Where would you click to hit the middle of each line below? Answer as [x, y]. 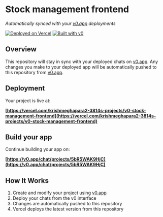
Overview [21, 49]
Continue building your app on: [38, 149]
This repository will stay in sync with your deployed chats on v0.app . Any [82, 61]
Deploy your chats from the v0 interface [54, 198]
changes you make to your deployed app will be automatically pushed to [81, 67]
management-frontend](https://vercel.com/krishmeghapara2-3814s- [81, 116]
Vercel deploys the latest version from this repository [68, 209]
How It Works [27, 181]
